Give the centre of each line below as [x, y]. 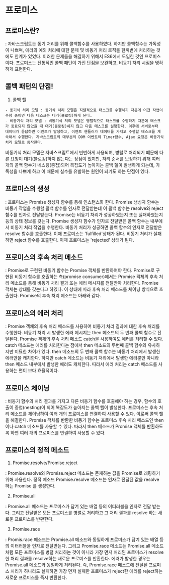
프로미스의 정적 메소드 [37, 450]
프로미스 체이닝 [27, 388]
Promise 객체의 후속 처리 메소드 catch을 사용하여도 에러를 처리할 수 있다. [92, 339]
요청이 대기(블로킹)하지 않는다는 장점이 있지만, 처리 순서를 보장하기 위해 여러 [85, 159]
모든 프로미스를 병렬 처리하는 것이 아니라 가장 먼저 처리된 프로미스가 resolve [89, 552]
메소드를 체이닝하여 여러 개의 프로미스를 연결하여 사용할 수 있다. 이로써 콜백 [84, 414]
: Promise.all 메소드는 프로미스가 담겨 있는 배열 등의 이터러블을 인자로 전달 [78, 506]
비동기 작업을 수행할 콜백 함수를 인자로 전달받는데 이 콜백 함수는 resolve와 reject [84, 208]
